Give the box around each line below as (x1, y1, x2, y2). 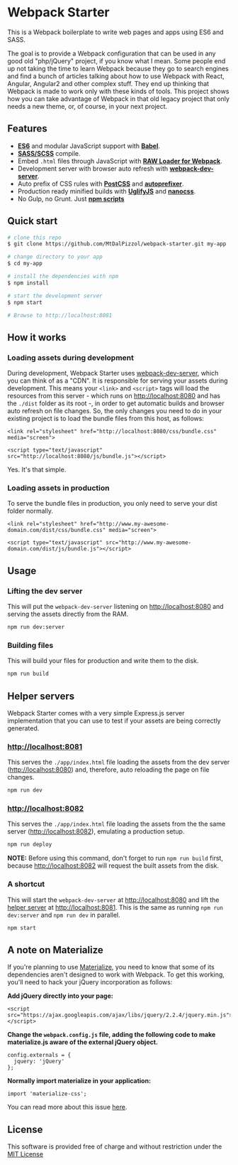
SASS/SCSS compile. (17, 149, 81, 157)
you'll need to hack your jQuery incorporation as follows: (7, 978, 173, 986)
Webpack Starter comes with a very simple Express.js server (7, 708, 185, 717)
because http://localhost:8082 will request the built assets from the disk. (7, 861, 220, 870)
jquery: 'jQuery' (13, 1058, 65, 1065)
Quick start (7, 215, 58, 228)
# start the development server (7, 292, 103, 299)
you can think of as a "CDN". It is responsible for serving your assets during (7, 376, 228, 385)
